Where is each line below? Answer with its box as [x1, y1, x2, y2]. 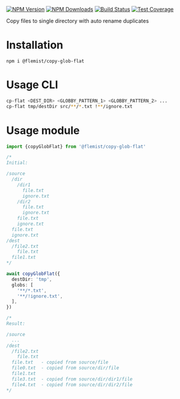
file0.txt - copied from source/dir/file [11, 365, 119, 371]
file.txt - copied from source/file [11, 359, 109, 365]
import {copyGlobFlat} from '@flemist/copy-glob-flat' [6, 143, 146, 149]
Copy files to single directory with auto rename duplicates [6, 17, 149, 24]
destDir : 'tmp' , [11, 276, 52, 282]
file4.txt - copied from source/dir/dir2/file [11, 382, 133, 388]
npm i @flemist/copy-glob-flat [6, 58, 85, 64]
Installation [6, 38, 64, 52]
